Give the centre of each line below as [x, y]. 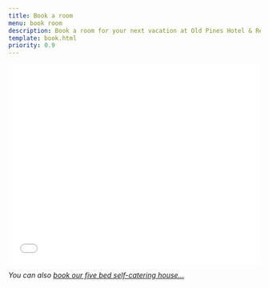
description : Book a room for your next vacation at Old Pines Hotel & [130, 30]
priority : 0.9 [32, 46]
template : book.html [43, 38]
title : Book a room [41, 16]
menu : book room [35, 23]
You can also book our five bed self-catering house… [96, 275]
